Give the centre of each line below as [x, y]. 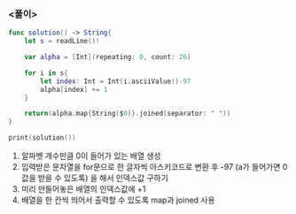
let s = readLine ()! [62, 42]
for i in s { [46, 73]
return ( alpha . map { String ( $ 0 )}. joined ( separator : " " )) [128, 114]
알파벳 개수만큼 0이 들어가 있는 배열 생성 [91, 156]
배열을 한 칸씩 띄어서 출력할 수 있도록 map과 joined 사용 [118, 200]
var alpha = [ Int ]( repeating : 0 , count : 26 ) [108, 57]
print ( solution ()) [42, 138]
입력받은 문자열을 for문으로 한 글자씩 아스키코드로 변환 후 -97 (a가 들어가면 [151, 167]
